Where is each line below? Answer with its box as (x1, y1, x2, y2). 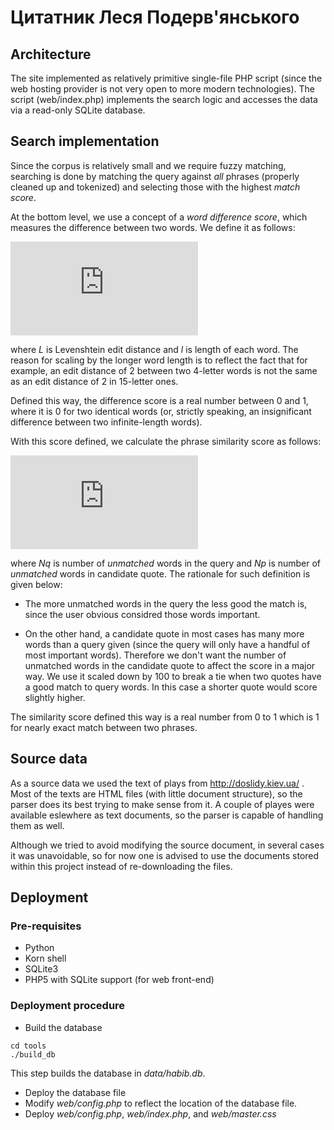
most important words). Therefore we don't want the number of (24, 649, 287, 661)
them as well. (10, 819, 65, 831)
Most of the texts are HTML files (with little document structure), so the (10, 787, 303, 800)
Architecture (10, 46, 92, 63)
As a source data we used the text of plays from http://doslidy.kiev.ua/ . (10, 777, 305, 789)
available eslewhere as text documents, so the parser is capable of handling (10, 809, 324, 821)
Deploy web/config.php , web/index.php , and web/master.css (24, 1107, 277, 1120)
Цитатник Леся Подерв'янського (10, 6, 300, 29)
